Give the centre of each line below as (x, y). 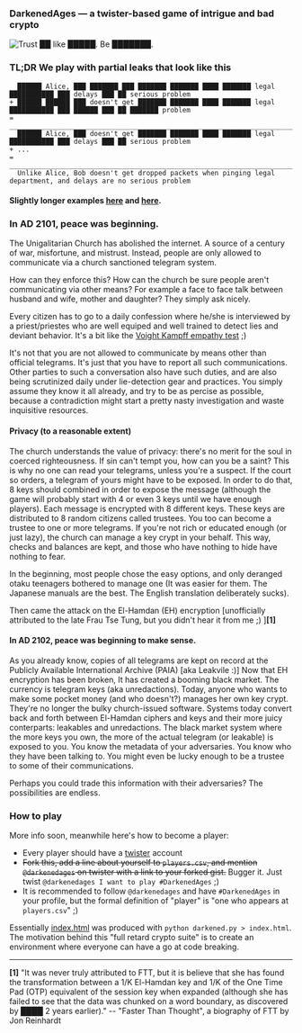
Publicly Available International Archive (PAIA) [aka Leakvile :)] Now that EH (149, 669)
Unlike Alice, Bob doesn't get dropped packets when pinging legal (147, 173)
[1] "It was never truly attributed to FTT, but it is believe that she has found (147, 973)
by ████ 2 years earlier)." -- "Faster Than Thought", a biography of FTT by (149, 1011)
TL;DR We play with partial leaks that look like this (120, 67)
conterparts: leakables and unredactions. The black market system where (146, 727)
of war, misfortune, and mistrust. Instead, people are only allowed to (136, 253)
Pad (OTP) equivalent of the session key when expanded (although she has (149, 992)
